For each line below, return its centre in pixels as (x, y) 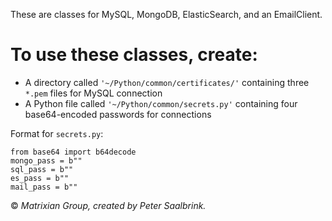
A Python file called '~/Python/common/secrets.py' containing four (161, 103)
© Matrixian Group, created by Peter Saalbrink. (108, 205)
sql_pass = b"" (42, 169)
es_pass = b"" (40, 178)
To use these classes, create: (134, 55)
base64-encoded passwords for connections (118, 114)
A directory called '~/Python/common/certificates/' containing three (167, 82)
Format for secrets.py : (57, 133)
